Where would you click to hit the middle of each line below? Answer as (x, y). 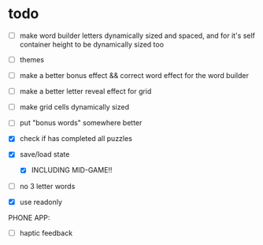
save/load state (44, 154)
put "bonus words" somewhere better (81, 123)
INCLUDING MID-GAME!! (72, 170)
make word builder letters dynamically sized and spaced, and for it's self (137, 35)
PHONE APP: (29, 217)
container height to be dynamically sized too (91, 45)
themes (32, 59)
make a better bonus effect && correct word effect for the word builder (134, 76)
